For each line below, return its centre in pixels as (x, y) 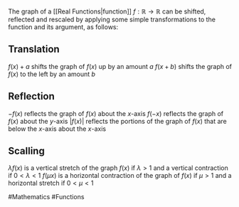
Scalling (26, 151)
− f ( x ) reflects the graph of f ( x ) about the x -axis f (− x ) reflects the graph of (116, 113)
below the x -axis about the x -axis (57, 129)
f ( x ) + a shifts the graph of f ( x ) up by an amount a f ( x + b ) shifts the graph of (120, 66)
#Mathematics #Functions (46, 197)
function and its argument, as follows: (63, 27)
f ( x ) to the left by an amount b (52, 74)
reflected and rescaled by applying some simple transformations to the (112, 19)
